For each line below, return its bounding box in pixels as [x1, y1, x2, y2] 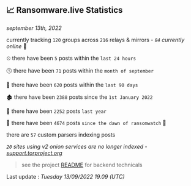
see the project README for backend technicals [21, 161, 143, 168]
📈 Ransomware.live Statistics [6, 5, 123, 15]
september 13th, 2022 [6, 24, 62, 32]
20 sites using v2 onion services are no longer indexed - [6, 143, 148, 150]
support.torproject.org [6, 149, 62, 157]
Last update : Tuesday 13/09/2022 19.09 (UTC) [6, 173, 125, 180]
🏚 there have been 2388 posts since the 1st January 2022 [6, 93, 153, 101]
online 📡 [6, 42, 27, 50]
